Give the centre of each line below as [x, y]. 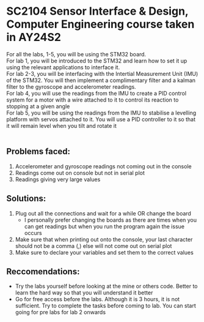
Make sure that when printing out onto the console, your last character [104, 239]
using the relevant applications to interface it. [63, 67]
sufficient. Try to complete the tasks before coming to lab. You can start [106, 306]
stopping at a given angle [38, 106]
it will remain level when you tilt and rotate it [62, 125]
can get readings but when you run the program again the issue [104, 226]
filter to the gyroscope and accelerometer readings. [71, 86]
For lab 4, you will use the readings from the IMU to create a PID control [97, 93]
